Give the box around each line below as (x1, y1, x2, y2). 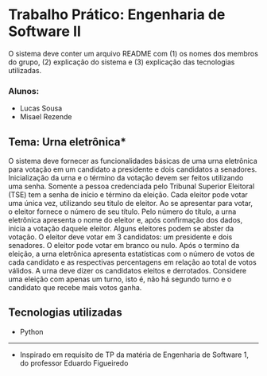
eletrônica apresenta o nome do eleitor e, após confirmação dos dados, (8, 215, 243, 225)
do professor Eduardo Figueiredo (19, 358, 129, 367)
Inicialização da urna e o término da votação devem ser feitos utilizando (8, 173, 244, 183)
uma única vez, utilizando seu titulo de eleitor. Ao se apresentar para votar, (8, 199, 253, 208)
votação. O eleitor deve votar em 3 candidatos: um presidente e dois (8, 232, 233, 242)
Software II (8, 22, 82, 41)
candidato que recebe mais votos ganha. (8, 283, 142, 293)
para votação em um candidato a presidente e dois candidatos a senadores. (8, 165, 257, 174)
